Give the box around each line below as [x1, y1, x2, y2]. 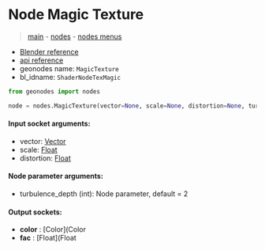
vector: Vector [19, 136, 66, 146]
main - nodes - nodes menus [27, 32, 122, 41]
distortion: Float [19, 153, 71, 163]
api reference [19, 55, 64, 65]
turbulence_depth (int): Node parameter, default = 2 [19, 189, 188, 199]
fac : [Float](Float [19, 233, 77, 243]
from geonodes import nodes [8, 87, 101, 96]
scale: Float [19, 145, 58, 154]
